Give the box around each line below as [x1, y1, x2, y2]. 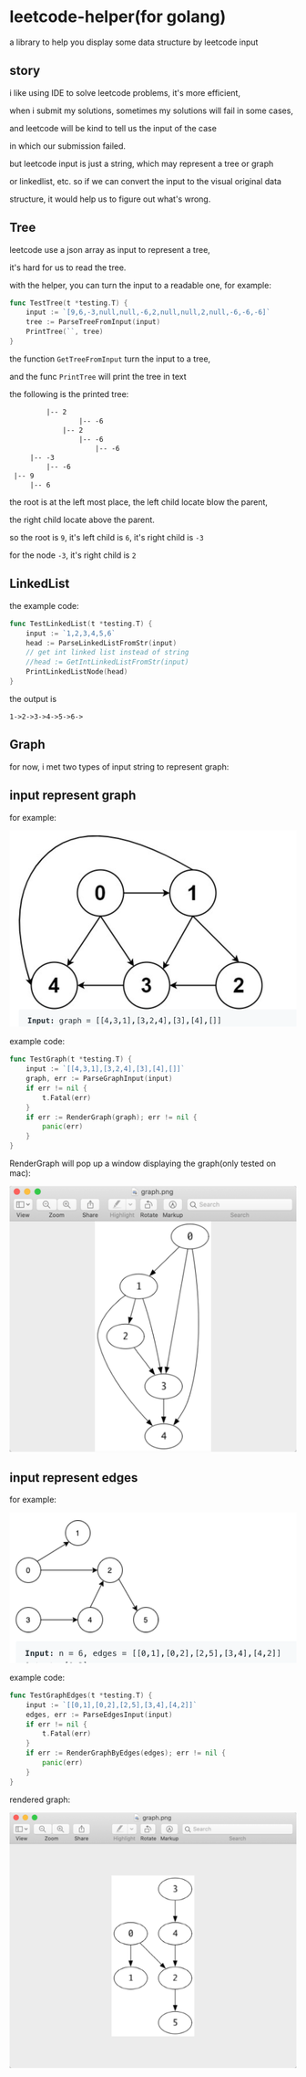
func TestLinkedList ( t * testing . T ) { [9, 619, 153, 628]
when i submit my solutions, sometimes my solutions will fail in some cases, [9, 105, 294, 116]
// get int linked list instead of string [25, 648, 189, 657]
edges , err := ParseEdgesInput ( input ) [25, 1710, 173, 1719]
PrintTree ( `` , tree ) [25, 327, 104, 337]
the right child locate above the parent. [9, 514, 155, 525]
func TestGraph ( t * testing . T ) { [9, 1054, 132, 1065]
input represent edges [9, 1470, 138, 1485]
